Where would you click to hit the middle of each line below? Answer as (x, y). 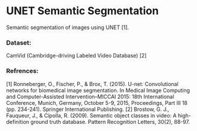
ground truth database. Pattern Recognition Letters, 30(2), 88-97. (110, 122)
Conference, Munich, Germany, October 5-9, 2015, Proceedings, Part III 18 (97, 103)
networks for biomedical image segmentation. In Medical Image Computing (98, 90)
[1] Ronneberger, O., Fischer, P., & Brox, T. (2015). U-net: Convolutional (93, 84)
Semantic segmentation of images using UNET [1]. (68, 27)
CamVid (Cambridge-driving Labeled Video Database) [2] (77, 56)
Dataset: (19, 43)
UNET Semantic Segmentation (82, 11)
